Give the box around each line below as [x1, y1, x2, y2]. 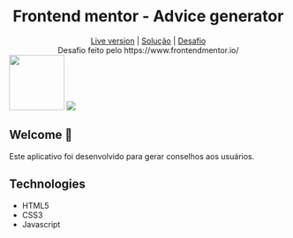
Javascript [21, 219, 61, 229]
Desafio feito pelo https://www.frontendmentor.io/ [56, 44, 239, 55]
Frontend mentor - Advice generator [12, 6, 284, 27]
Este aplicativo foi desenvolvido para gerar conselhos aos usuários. [9, 150, 255, 161]
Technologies [9, 177, 86, 192]
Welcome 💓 [9, 127, 73, 142]
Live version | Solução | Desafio [90, 35, 207, 46]
